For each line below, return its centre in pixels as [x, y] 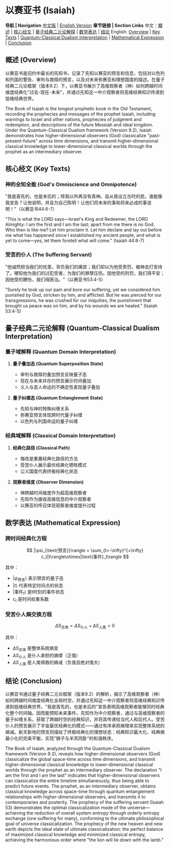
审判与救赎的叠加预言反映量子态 [53, 375]
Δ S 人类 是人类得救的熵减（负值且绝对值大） [57, 663]
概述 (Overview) [31, 60]
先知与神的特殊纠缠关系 [45, 409]
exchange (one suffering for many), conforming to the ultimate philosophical [85, 819]
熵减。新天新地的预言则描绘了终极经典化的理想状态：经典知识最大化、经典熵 [85, 732]
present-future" [22, 141]
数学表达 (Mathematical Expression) [63, 523]
